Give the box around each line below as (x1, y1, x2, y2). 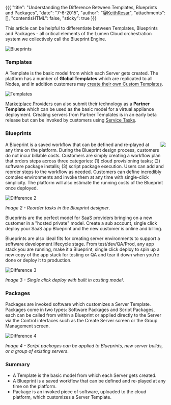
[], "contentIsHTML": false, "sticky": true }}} (5, 15, 97, 21)
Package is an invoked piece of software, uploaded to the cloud (12, 389, 147, 395)
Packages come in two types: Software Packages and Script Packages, (5, 306, 155, 313)
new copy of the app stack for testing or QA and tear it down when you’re (5, 251, 159, 257)
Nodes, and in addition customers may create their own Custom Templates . (5, 81, 163, 87)
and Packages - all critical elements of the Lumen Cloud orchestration (5, 31, 152, 36)
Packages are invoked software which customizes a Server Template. (5, 301, 151, 307)
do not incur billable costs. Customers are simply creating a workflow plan (5, 152, 161, 158)
